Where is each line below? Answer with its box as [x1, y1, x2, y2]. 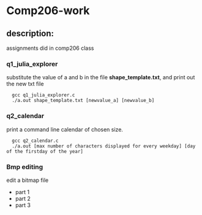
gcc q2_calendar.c [12, 138, 59, 144]
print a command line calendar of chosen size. [6, 125, 124, 133]
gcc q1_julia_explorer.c [12, 92, 75, 98]
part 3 [15, 201, 31, 209]
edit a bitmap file [6, 176, 49, 184]
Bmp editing [6, 162, 43, 171]
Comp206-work [6, 4, 90, 18]
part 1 [15, 188, 30, 195]
